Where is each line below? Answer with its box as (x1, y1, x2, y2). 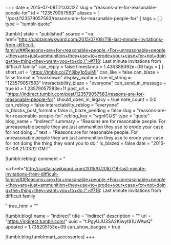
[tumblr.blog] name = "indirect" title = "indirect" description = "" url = (5, 213, 151, 219)
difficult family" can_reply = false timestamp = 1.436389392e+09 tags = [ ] (5, 64, 164, 69)
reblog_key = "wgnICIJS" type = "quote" (64, 113, 150, 119)
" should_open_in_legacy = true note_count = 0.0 (53, 96, 157, 102)
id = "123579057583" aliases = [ (31, 10, 99, 16)
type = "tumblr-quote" (5, 21, 52, 27)
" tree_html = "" (5, 203, 38, 209)
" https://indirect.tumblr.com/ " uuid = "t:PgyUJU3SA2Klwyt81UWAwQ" (5, 218, 153, 224)
